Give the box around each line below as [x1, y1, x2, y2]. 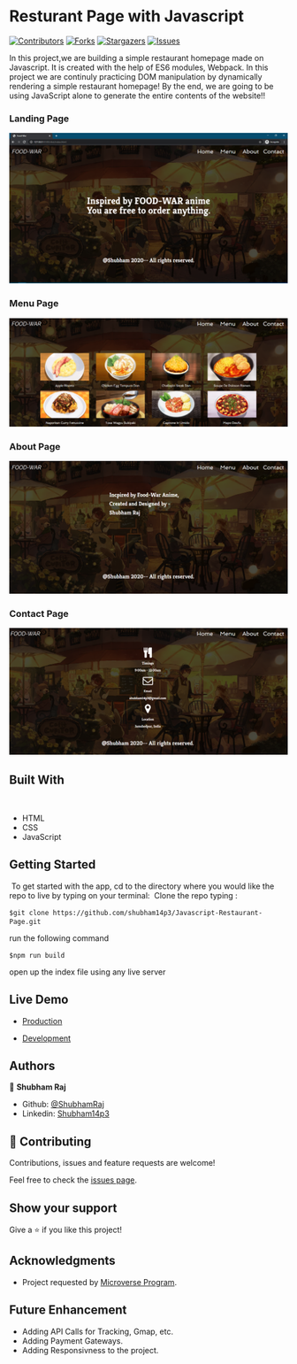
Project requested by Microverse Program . [21, 1276, 178, 1287]
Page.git [9, 917, 42, 926]
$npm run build [9, 951, 65, 959]
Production [21, 1015, 63, 1026]
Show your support [9, 1200, 118, 1215]
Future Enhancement [9, 1303, 127, 1318]
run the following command [9, 932, 110, 944]
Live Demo [9, 992, 69, 1007]
